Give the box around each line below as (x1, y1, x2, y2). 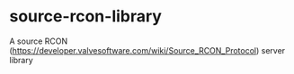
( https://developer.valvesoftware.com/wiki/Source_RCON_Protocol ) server (9, 45, 286, 55)
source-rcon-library (9, 6, 162, 27)
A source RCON (9, 36, 68, 46)
